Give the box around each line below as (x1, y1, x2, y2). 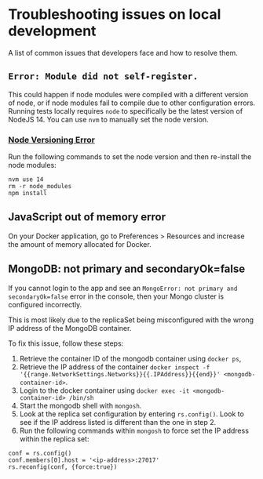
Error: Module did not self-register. (8, 71, 199, 82)
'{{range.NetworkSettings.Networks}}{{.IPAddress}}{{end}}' (19, 370, 221, 378)
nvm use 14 (8, 176, 44, 183)
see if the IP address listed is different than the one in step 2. (19, 417, 217, 426)
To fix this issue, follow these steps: (8, 339, 124, 348)
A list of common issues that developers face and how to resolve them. (8, 48, 238, 57)
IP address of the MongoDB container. (8, 323, 132, 332)
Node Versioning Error (8, 134, 96, 145)
